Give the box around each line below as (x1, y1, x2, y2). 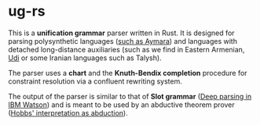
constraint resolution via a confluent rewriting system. (8, 77, 183, 86)
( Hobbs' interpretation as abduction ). (8, 108, 128, 117)
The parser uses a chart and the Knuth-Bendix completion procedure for (8, 68, 247, 77)
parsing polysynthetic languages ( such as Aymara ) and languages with (8, 36, 238, 45)
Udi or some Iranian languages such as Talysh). (8, 53, 163, 62)
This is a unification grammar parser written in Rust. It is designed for (8, 28, 235, 37)
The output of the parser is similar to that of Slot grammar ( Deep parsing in (8, 91, 252, 101)
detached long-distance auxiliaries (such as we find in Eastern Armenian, (8, 45, 245, 54)
